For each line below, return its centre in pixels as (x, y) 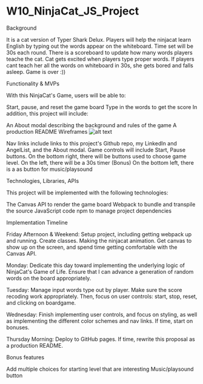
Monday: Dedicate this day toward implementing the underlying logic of (95, 265)
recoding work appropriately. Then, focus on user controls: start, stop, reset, (102, 296)
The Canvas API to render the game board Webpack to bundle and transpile (101, 204)
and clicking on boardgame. (41, 303)
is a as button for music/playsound (49, 169)
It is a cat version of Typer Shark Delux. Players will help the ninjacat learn (99, 39)
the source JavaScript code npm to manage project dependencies (89, 211)
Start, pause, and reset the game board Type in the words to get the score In (102, 107)
